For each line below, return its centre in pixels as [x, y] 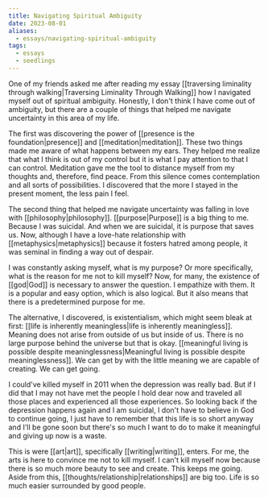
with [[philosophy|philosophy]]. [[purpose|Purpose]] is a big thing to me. [129, 218]
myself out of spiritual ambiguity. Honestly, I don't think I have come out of [132, 101]
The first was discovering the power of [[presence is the [102, 133]
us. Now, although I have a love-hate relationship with [97, 234]
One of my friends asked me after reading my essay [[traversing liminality [130, 83]
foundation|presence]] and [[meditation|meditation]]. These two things [126, 142]
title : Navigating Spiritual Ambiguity [75, 16]
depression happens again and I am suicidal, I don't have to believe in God [132, 410]
